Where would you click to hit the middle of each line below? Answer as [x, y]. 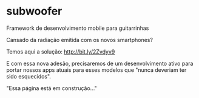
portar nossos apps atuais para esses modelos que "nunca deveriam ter [96, 70]
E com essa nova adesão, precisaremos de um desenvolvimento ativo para [100, 63]
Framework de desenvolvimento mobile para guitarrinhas [78, 28]
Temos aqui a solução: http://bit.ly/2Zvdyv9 [61, 51]
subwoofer [34, 11]
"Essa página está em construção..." [52, 88]
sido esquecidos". [29, 76]
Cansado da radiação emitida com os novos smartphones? [80, 40]
